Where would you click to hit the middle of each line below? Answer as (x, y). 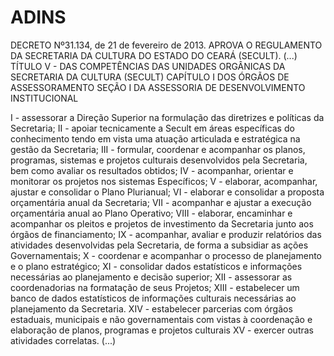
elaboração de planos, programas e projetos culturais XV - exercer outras (162, 330)
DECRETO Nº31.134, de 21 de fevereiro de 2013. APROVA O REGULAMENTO (166, 45)
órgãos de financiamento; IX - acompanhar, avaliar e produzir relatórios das (166, 234)
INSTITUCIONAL (44, 98)
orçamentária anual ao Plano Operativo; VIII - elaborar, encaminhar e (151, 213)
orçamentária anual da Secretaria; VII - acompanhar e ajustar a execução (161, 202)
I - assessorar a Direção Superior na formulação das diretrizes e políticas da (167, 117)
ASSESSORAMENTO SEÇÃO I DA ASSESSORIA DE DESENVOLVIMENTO (158, 87)
